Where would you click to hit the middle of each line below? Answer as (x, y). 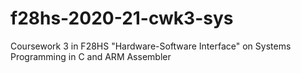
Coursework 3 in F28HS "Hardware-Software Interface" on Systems (151, 46)
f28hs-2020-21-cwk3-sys (122, 18)
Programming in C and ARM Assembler (91, 56)
